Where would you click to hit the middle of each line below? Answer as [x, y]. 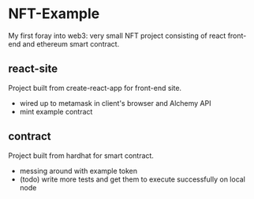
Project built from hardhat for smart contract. [81, 156]
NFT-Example [54, 14]
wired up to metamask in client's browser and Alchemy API [115, 103]
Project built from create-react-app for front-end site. [95, 88]
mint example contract [56, 111]
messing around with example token [78, 171]
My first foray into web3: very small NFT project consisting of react [117, 36]
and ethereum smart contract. [71, 43]
